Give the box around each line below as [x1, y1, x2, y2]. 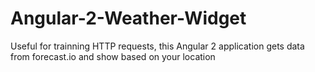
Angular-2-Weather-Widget [10, 7, 247, 30]
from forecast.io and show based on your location [10, 50, 216, 62]
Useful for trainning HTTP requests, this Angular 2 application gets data [10, 40, 305, 52]
